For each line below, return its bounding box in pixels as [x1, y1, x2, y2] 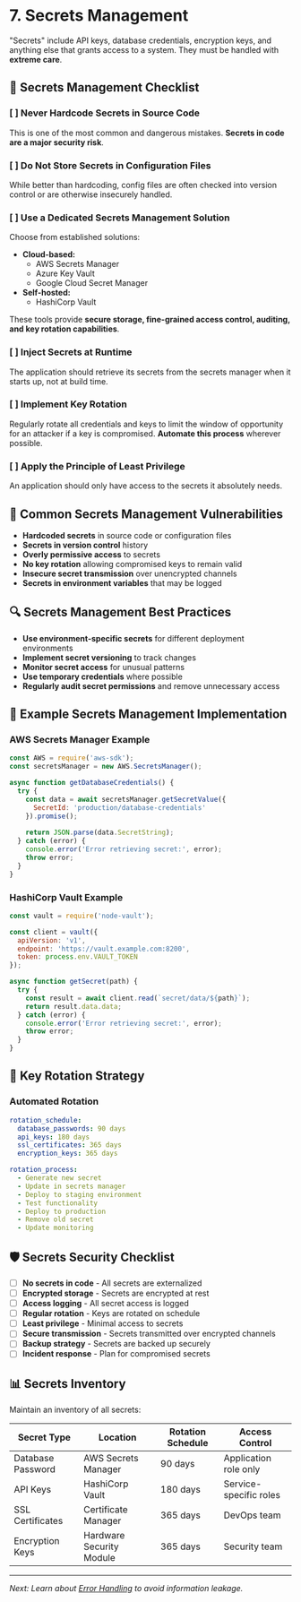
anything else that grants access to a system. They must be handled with [9, 44, 279, 55]
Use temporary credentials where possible [21, 671, 184, 682]
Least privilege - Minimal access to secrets [21, 1318, 184, 1329]
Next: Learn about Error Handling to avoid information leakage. [9, 1583, 244, 1594]
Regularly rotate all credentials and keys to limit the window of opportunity [9, 418, 284, 429]
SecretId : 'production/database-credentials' [32, 803, 206, 812]
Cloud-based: [21, 249, 76, 260]
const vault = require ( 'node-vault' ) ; [9, 911, 154, 920]
